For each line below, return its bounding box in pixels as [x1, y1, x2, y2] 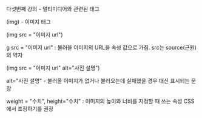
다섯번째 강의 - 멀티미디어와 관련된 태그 [6, 5, 100, 12]
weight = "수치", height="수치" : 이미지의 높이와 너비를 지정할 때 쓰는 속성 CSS [6, 97, 195, 105]
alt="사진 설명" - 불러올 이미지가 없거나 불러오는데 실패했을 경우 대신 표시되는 [6, 77, 190, 84]
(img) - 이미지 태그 [6, 18, 52, 25]
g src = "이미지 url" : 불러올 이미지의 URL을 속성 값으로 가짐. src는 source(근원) [6, 44, 197, 51]
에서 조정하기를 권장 [6, 105, 53, 112]
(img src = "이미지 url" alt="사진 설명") [6, 64, 100, 71]
